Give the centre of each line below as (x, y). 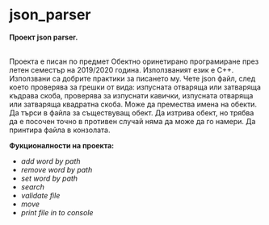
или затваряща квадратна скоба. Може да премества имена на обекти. (133, 104)
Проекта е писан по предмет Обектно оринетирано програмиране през (134, 61)
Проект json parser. (44, 37)
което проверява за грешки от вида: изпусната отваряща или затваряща (135, 87)
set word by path (49, 178)
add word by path (50, 161)
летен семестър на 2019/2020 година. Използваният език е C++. (122, 69)
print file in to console (57, 212)
